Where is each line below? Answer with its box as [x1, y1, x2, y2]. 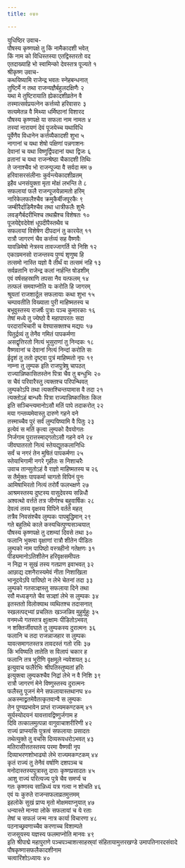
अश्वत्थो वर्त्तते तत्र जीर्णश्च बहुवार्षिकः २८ [7, 496, 95, 505]
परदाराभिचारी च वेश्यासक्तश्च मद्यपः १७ [7, 322, 93, 330]
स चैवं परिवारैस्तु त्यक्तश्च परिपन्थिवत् [7, 377, 88, 385]
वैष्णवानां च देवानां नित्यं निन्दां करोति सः [7, 345, 93, 354]
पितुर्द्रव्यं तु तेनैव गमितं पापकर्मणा [7, 330, 76, 338]
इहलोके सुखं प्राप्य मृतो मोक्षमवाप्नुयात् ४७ [7, 798, 95, 807]
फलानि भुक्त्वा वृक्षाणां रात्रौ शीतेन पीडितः [7, 536, 93, 544]
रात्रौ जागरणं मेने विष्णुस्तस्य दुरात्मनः [7, 679, 86, 687]
